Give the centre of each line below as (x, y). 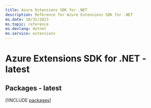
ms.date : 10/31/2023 (27, 19)
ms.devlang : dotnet (26, 29)
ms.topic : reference (27, 24)
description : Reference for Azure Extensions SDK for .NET (69, 15)
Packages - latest (34, 88)
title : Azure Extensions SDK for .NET (46, 10)
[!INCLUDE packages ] (28, 100)
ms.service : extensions (31, 33)
